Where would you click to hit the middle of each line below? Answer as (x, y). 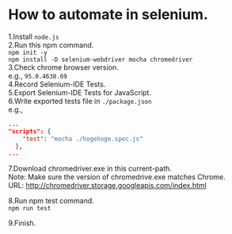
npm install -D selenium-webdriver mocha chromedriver (101, 59)
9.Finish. (22, 223)
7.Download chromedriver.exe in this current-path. (90, 169)
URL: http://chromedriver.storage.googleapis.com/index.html (108, 186)
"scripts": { (30, 131)
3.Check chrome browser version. (63, 67)
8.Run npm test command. (51, 201)
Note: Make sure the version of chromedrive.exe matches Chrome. (117, 177)
